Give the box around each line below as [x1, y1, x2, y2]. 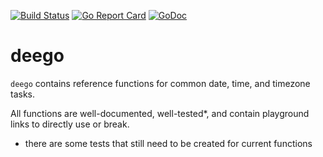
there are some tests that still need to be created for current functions [24, 137, 313, 149]
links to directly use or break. [10, 118, 130, 130]
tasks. [10, 88, 36, 100]
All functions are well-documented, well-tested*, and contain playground [10, 107, 310, 119]
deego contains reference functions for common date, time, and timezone [10, 77, 311, 89]
